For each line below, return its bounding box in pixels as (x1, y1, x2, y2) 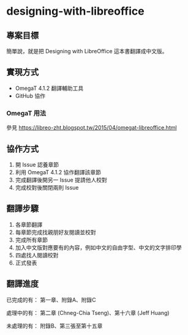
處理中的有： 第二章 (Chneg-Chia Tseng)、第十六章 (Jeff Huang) (6, 309, 170, 316)
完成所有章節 (15, 236, 48, 243)
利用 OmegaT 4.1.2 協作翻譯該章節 (15, 168, 101, 175)
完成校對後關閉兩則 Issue (15, 183, 79, 191)
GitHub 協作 (15, 92, 46, 99)
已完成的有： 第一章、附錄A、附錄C (6, 296, 96, 303)
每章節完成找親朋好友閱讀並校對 (15, 228, 96, 236)
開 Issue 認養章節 (15, 161, 59, 168)
